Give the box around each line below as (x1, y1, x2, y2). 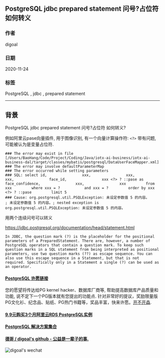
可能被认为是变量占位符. (5, 142, 54, 148)
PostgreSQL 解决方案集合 (5, 324, 57, 329)
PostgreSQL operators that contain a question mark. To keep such (5, 243, 144, 248)
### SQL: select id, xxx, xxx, (5, 173, 135, 178)
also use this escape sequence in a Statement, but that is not (5, 256, 139, 261)
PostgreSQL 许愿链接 (5, 275, 49, 281)
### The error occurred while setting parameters (5, 169, 109, 174)
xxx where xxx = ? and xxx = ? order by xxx (5, 186, 155, 191)
